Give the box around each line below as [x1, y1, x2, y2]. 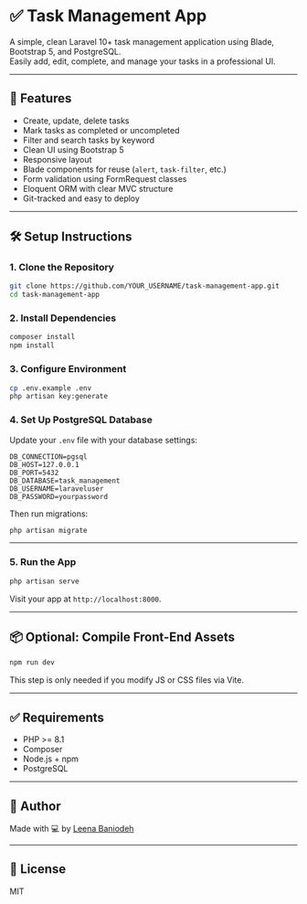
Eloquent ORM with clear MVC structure [22, 183, 174, 194]
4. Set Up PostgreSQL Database [9, 413, 153, 426]
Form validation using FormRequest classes [22, 173, 187, 184]
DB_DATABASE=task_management [9, 476, 121, 485]
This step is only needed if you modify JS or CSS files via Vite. [9, 675, 245, 686]
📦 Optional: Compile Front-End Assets [9, 630, 236, 645]
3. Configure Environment [9, 363, 127, 376]
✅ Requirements [9, 709, 105, 725]
